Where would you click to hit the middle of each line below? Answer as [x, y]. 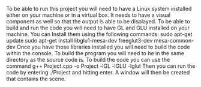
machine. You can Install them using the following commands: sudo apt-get [99, 34]
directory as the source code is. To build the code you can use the [88, 60]
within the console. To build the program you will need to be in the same [95, 53]
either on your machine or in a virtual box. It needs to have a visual [88, 15]
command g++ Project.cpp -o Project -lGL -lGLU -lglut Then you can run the [101, 66]
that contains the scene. [36, 79]
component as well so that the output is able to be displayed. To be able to [98, 21]
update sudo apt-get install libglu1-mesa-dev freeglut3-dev [79, 40]
